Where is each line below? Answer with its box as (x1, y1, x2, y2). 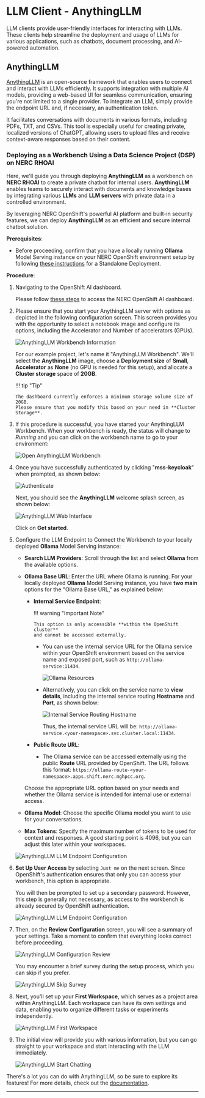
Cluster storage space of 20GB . (15, 370, 97, 378)
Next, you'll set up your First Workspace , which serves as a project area (15, 993, 198, 1000)
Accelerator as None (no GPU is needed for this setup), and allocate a (15, 364, 193, 371)
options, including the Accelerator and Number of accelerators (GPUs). (15, 327, 194, 334)
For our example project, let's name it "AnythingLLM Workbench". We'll (15, 351, 194, 358)
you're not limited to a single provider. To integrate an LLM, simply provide (6, 97, 193, 105)
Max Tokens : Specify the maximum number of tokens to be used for (24, 827, 196, 835)
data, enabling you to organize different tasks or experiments (15, 1006, 169, 1014)
